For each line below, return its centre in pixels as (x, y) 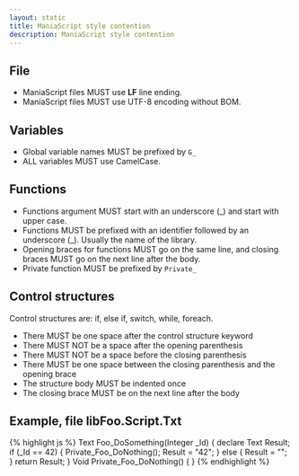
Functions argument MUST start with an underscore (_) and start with (150, 211)
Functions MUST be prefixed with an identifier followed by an (136, 230)
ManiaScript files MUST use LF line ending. (102, 93)
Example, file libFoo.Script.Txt (96, 422)
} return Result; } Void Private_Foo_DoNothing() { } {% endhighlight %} (140, 462)
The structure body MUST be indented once (104, 383)
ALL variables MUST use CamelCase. (92, 161)
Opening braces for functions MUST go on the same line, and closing (150, 249)
